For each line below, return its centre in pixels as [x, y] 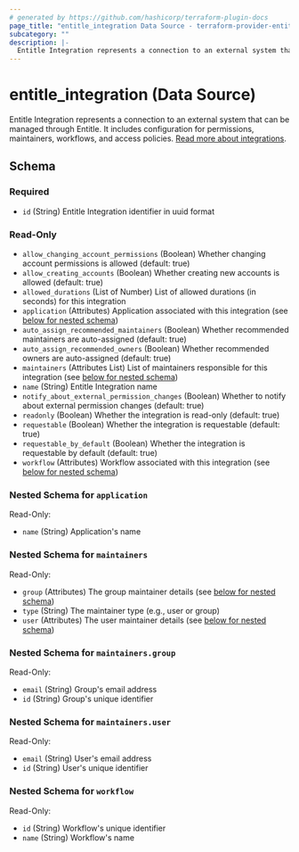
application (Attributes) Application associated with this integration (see [155, 311]
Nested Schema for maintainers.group [93, 652]
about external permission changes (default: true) [113, 406]
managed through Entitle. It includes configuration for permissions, [132, 129]
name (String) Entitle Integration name [89, 387]
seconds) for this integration [74, 302]
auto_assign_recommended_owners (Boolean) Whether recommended [145, 349]
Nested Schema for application [79, 494]
